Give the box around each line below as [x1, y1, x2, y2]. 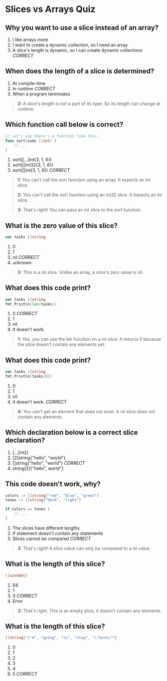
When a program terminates [12, 91, 70, 97]
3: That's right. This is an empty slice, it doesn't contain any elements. [17, 608, 162, 614]
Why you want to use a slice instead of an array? [5, 23, 159, 32]
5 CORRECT [12, 671, 37, 677]
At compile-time [12, 80, 46, 86]
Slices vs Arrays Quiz [5, 3, 96, 15]
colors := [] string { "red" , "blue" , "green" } [5, 493, 99, 498]
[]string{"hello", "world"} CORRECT [12, 460, 85, 466]
